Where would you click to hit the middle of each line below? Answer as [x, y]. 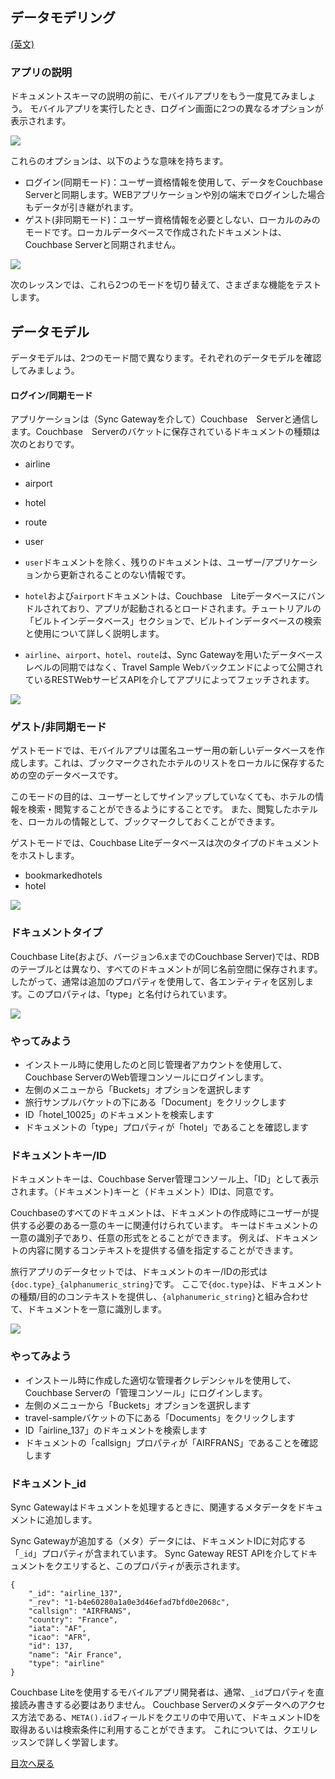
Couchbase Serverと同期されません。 [103, 245]
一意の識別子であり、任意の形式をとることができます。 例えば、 [142, 1238]
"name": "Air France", [75, 1654]
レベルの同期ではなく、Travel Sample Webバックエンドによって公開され [173, 667]
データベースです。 [83, 775]
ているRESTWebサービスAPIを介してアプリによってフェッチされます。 [169, 680]
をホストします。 [45, 855]
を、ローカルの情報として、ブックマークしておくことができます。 [145, 822]
